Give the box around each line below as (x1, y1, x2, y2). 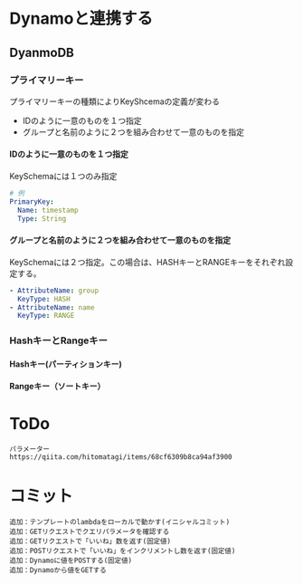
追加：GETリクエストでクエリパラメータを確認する (9, 527, 170, 537)
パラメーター (9, 445, 50, 454)
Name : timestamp (17, 206, 79, 215)
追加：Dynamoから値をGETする (9, 566, 107, 575)
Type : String (17, 214, 67, 223)
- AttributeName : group (9, 286, 99, 295)
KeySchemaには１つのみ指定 (9, 171, 118, 182)
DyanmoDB (9, 44, 74, 60)
